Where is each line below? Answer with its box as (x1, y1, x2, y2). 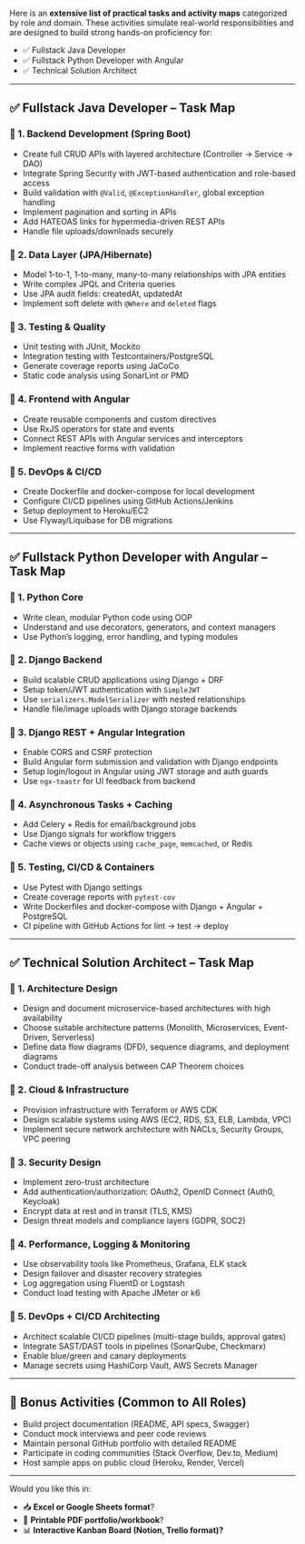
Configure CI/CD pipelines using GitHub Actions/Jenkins (22, 495, 234, 506)
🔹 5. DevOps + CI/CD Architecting (9, 1310, 161, 1323)
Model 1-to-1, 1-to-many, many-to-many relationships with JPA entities (22, 268, 287, 280)
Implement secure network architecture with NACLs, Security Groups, (22, 1123, 284, 1134)
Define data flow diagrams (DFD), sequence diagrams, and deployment (22, 1041, 290, 1052)
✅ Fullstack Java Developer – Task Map (9, 100, 236, 116)
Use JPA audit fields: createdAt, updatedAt (22, 288, 183, 299)
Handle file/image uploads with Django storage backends (22, 703, 238, 714)
